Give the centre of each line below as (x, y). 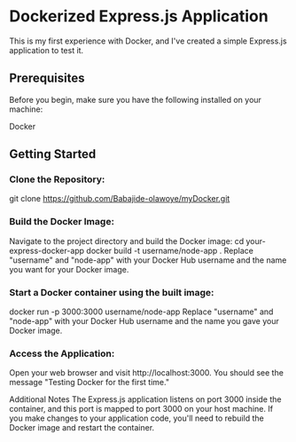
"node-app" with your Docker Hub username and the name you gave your (144, 321)
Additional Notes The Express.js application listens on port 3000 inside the (145, 399)
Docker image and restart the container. (82, 428)
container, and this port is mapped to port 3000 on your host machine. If (141, 409)
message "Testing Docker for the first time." (90, 383)
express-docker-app (47, 250)
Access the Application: (62, 353)
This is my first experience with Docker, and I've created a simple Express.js (148, 41)
